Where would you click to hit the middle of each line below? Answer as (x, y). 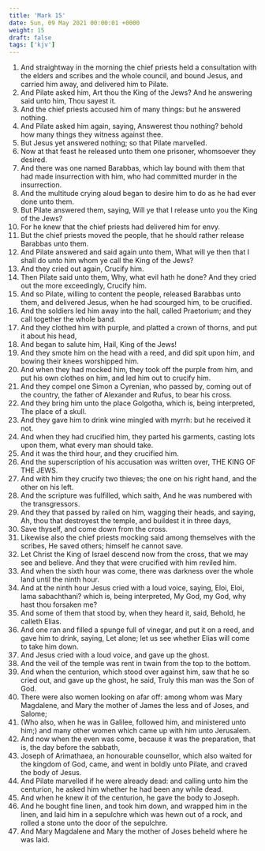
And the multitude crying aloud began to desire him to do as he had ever (138, 194)
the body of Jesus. (51, 773)
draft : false (30, 38)
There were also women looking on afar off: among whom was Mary (131, 697)
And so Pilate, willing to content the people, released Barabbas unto (131, 294)
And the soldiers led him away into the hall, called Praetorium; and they (136, 311)
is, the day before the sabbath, (70, 747)
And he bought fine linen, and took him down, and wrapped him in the (134, 806)
